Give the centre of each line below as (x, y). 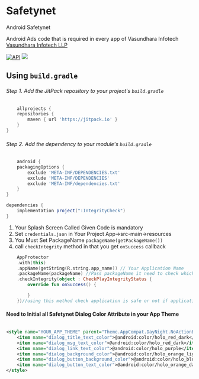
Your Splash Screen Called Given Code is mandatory (79, 227)
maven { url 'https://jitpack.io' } (73, 119)
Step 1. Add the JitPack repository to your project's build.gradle (85, 90)
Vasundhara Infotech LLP (37, 45)
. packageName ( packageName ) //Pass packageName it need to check (98, 274)
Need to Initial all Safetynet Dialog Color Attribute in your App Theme (93, 314)
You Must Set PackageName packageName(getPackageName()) (89, 240)
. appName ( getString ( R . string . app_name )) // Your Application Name (100, 268)
